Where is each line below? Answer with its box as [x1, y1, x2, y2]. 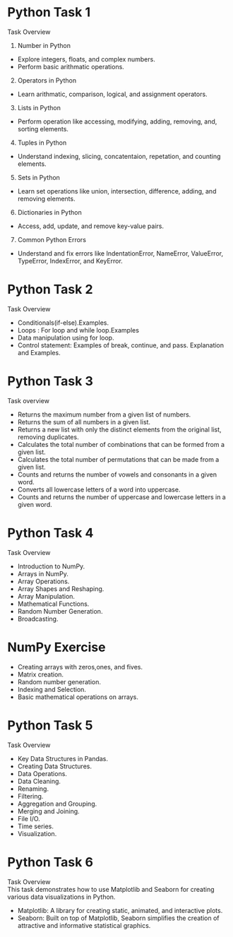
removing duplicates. [17, 432, 79, 441]
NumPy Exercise [7, 639, 106, 655]
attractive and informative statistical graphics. [17, 921, 151, 929]
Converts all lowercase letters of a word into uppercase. [17, 485, 181, 494]
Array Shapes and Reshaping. [17, 584, 104, 593]
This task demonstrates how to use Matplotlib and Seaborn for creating [7, 885, 215, 893]
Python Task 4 [7, 525, 94, 541]
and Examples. [17, 348, 61, 357]
